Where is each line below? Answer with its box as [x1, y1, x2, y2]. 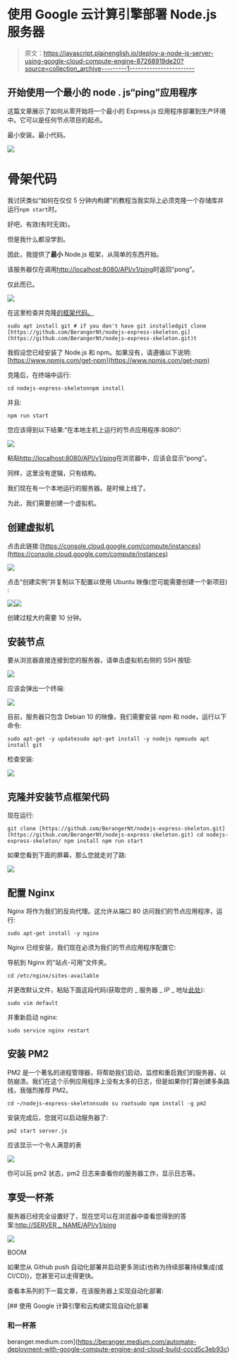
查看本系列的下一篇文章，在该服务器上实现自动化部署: [7, 1286, 164, 1295]
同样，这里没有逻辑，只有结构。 [7, 468, 100, 477]
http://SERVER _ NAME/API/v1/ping [15, 1221, 116, 1229]
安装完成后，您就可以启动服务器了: [7, 1113, 109, 1122]
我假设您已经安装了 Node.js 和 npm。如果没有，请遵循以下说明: [7, 348, 192, 356]
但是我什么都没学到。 [7, 235, 69, 243]
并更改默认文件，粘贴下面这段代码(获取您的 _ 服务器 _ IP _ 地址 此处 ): [7, 985, 205, 994]
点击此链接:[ [7, 542, 43, 550]
